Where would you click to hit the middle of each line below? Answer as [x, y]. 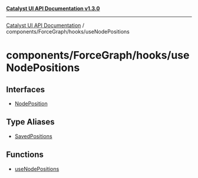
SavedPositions [33, 136]
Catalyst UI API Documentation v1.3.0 [53, 9]
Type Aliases [30, 122]
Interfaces [26, 90]
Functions [25, 155]
